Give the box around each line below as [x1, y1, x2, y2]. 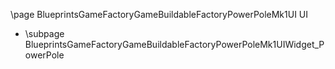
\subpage [24, 28, 65, 39]
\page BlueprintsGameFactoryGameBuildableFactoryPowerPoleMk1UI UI [10, 9, 309, 20]
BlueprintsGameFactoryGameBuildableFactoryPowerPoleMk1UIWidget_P [24, 39, 325, 50]
